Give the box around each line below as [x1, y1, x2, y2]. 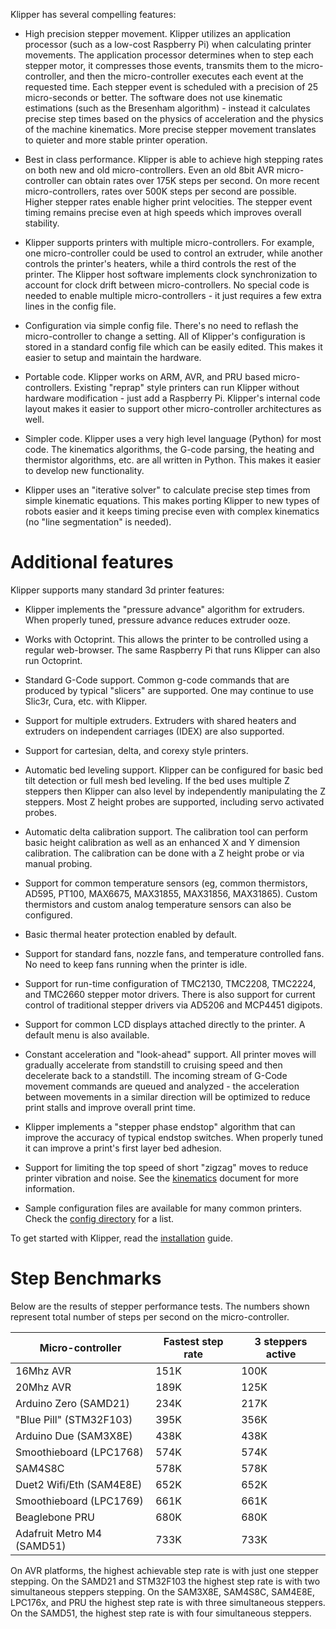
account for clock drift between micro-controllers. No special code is [24, 279, 310, 291]
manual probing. [24, 857, 93, 869]
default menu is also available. [24, 1029, 150, 1041]
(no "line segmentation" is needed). [24, 516, 172, 528]
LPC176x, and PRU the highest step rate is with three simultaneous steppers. [10, 1596, 326, 1608]
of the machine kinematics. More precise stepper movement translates [24, 124, 317, 135]
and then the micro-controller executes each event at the [68, 70, 304, 82]
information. [24, 1182, 75, 1194]
